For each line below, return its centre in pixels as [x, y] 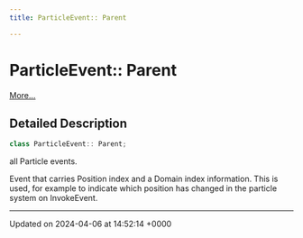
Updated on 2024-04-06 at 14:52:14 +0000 [91, 224]
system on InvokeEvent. [54, 198]
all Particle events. [44, 161]
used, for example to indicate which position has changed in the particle [143, 188]
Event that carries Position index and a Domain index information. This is [144, 179]
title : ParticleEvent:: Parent [68, 18]
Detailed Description [69, 123]
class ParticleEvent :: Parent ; [68, 144]
